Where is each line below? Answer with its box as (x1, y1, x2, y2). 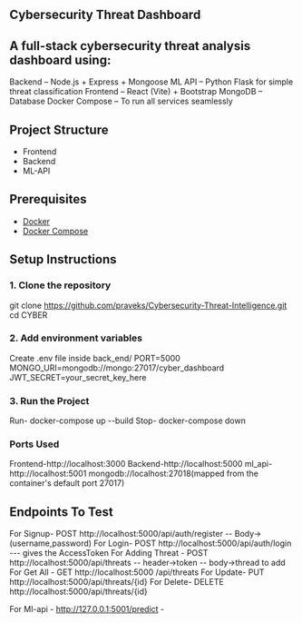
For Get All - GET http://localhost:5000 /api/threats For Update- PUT (9, 567, 265, 578)
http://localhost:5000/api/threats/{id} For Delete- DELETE (9, 577, 224, 588)
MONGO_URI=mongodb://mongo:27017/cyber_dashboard (9, 362, 225, 373)
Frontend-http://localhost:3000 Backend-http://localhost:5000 (9, 459, 243, 470)
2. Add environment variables (9, 331, 143, 344)
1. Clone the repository (9, 279, 112, 292)
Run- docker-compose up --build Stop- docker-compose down (9, 415, 247, 426)
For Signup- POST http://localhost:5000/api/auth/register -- (9, 529, 233, 539)
